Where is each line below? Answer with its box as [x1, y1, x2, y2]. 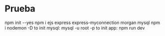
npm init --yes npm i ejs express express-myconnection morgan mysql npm [4, 19, 161, 25]
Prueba [4, 3, 35, 14]
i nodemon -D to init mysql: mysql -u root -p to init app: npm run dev [4, 24, 145, 30]
